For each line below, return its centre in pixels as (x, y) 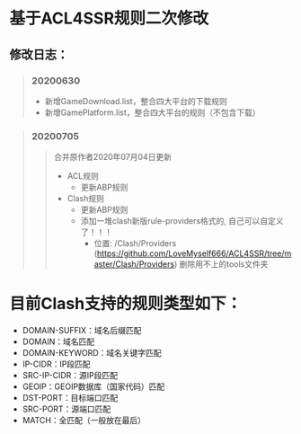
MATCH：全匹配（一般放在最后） (84, 421)
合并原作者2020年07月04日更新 (113, 157)
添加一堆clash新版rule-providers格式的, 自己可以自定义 (182, 221)
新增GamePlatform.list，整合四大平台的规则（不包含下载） (152, 112)
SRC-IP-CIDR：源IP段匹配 (70, 376)
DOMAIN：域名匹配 (58, 341)
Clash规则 (86, 199)
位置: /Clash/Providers (135, 244)
